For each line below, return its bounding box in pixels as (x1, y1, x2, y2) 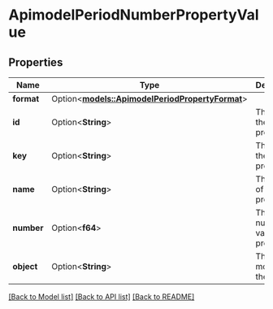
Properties (8, 55, 63, 69)
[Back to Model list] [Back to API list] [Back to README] (8, 292, 195, 302)
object (12, 261, 38, 272)
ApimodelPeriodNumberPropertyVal (8, 6, 259, 24)
